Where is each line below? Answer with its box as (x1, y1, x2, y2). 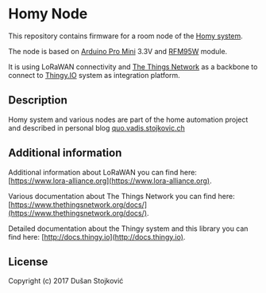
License (8, 255, 48, 268)
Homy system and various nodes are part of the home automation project (8, 115, 249, 124)
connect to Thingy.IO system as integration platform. (8, 70, 180, 80)
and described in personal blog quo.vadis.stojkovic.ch (8, 123, 185, 132)
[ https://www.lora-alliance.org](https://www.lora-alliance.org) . (8, 176, 212, 186)
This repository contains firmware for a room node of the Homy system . (8, 31, 244, 41)
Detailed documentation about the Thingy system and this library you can (8, 224, 249, 233)
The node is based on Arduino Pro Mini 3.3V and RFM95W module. (8, 46, 228, 56)
